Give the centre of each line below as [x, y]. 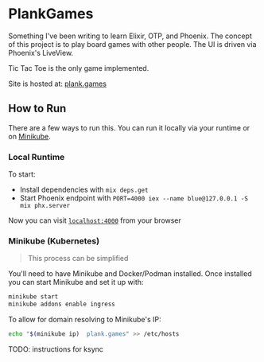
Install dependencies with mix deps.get [84, 190]
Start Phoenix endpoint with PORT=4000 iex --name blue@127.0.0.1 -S [134, 198]
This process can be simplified [78, 259]
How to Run [37, 109]
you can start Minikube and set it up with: [76, 282]
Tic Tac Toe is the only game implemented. [79, 68]
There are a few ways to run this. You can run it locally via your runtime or [129, 127]
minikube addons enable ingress [62, 304]
